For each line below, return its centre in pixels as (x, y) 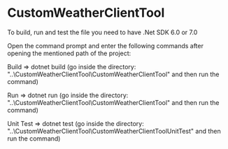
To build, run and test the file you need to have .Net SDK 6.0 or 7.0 (102, 32)
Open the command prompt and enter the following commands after (106, 45)
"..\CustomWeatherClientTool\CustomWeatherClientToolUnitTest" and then (114, 131)
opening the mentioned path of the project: (69, 53)
